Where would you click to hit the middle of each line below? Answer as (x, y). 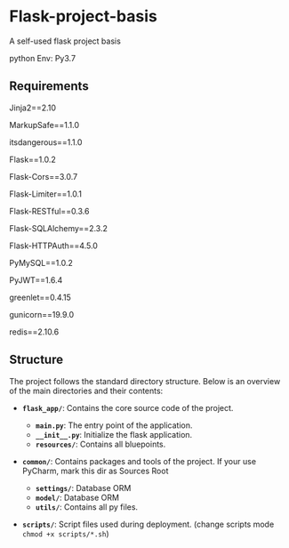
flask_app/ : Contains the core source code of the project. (128, 407)
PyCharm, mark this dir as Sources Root (95, 471)
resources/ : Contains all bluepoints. (100, 444)
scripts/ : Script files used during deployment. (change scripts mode (148, 524)
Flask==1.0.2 (32, 159)
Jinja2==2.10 (32, 108)
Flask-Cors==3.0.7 (44, 176)
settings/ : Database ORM (83, 488)
